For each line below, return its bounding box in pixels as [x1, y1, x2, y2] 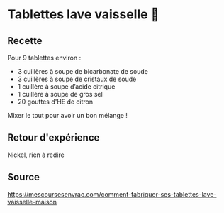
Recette [7, 35, 43, 47]
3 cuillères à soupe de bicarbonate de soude [17, 67, 149, 75]
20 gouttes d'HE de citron [17, 97, 94, 106]
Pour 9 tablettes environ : [7, 53, 82, 62]
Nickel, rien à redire [7, 151, 65, 159]
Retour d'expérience [7, 131, 100, 144]
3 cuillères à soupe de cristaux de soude [17, 75, 137, 83]
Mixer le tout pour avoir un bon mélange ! [7, 111, 128, 119]
